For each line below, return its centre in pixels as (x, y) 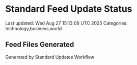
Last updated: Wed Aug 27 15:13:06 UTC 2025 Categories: (67, 23)
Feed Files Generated (40, 45)
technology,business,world (34, 28)
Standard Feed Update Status (69, 9)
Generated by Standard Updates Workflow (50, 57)
